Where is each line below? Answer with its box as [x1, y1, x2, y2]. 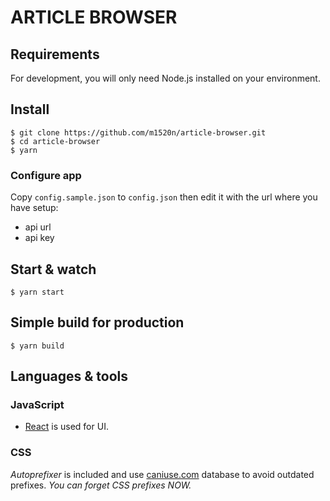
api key [24, 232, 55, 244]
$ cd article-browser [10, 136, 101, 146]
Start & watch [10, 261, 97, 278]
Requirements [10, 46, 100, 63]
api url [24, 221, 52, 233]
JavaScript [10, 398, 65, 412]
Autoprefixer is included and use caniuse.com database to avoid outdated [10, 468, 315, 480]
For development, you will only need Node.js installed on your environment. [10, 72, 321, 84]
